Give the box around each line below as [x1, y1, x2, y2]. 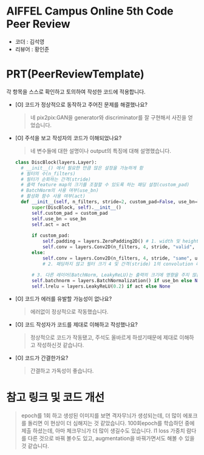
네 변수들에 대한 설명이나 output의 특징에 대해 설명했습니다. [30, 147, 172, 154]
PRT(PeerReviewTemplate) [6, 67, 144, 81]
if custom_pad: [31, 232, 70, 239]
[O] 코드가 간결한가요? [15, 354, 69, 362]
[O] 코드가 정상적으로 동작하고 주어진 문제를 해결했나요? [15, 101, 148, 108]
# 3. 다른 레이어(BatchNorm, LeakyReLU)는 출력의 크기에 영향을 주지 [31, 272, 189, 278]
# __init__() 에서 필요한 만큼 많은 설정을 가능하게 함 [21, 165, 144, 171]
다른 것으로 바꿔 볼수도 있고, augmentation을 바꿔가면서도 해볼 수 [27, 434, 184, 442]
